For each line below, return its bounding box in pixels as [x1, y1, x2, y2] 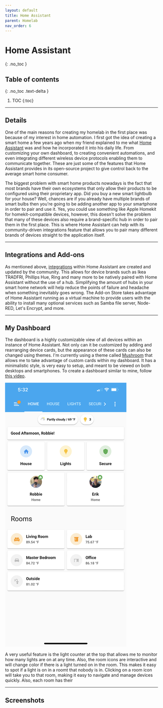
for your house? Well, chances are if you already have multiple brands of [5, 196, 150, 202]
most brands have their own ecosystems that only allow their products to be [5, 185, 157, 191]
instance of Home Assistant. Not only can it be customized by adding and [5, 342, 152, 348]
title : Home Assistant [5, 13, 51, 18]
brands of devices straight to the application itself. [5, 232, 105, 238]
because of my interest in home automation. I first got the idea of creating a [5, 134, 156, 140]
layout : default [5, 8, 38, 13]
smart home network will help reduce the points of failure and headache [5, 284, 149, 290]
